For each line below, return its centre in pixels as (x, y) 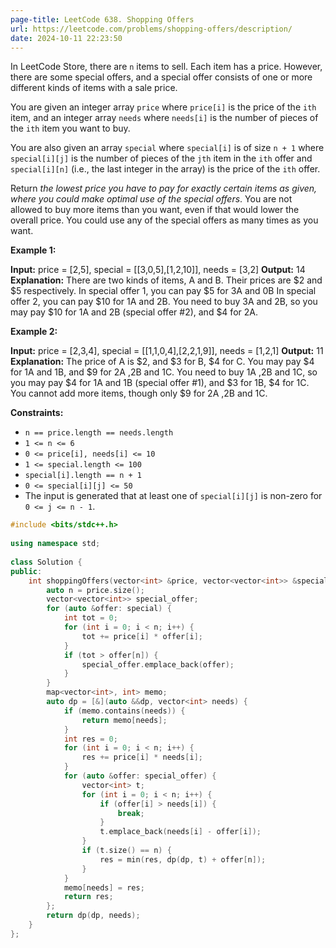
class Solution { (46, 562)
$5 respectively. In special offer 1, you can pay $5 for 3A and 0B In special (163, 291)
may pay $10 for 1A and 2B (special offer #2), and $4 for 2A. (134, 312)
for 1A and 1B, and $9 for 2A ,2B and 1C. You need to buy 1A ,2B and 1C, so (164, 372)
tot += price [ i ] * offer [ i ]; (142, 636)
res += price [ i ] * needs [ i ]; (142, 757)
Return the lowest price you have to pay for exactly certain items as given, (164, 188)
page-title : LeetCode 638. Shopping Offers (102, 19)
